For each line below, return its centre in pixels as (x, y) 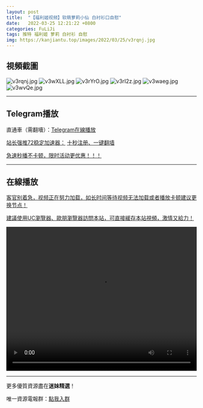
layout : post (23, 12)
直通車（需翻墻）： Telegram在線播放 (51, 129)
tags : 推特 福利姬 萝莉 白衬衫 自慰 (47, 35)
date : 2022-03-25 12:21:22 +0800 (51, 23)
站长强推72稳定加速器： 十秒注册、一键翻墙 (60, 142)
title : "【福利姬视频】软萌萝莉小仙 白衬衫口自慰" (64, 18)
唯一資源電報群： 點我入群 (38, 399)
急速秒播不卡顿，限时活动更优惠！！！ (54, 155)
